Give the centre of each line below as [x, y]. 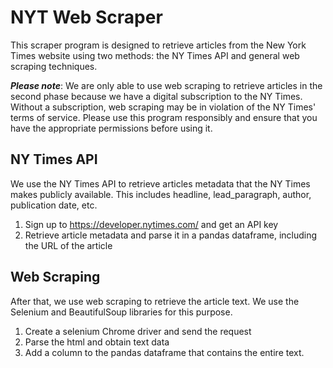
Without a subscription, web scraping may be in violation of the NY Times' [163, 107]
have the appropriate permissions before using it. [111, 128]
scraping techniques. [54, 66]
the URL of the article [68, 245]
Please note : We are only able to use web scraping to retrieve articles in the [166, 85]
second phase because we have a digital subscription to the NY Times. [156, 96]
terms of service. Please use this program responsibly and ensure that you [164, 117]
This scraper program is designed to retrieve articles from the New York [158, 45]
